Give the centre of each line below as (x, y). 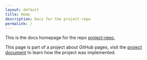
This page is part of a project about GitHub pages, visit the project (73, 47)
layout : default (22, 10)
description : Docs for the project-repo (48, 19)
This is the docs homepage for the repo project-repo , (60, 38)
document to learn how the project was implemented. (60, 53)
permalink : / (19, 24)
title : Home (18, 14)
